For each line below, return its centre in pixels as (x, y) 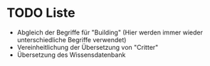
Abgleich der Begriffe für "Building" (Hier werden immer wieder (110, 32)
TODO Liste (41, 13)
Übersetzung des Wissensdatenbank (71, 55)
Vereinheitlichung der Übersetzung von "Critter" (88, 47)
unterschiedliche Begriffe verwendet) (72, 39)
